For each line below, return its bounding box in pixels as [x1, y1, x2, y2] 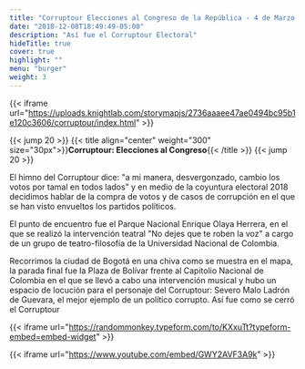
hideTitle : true [9, 38, 71, 48]
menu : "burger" [9, 65, 67, 74]
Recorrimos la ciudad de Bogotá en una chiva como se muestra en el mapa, [9, 255, 293, 266]
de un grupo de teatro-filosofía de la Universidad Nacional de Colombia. [9, 238, 280, 249]
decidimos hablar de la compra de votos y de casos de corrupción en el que [9, 190, 296, 201]
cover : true [9, 47, 55, 56]
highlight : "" [9, 56, 64, 65]
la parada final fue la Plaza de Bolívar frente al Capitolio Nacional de [9, 265, 264, 276]
